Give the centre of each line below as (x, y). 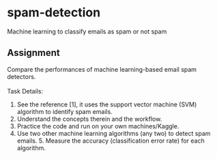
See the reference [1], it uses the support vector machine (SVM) (107, 104)
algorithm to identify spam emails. (64, 111)
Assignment (33, 53)
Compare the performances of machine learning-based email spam (102, 69)
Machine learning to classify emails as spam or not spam (87, 31)
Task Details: (25, 91)
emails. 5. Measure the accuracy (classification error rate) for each (111, 141)
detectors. (21, 76)
